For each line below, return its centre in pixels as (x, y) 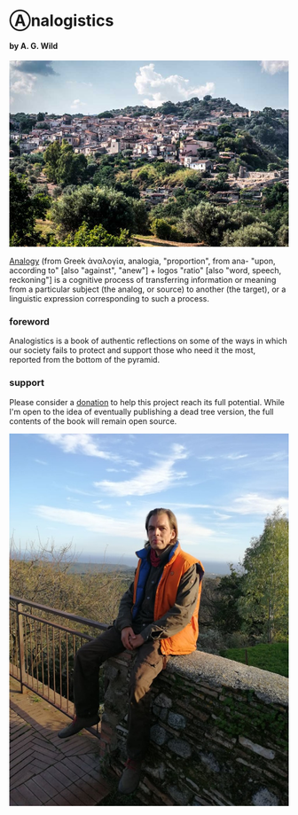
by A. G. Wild (34, 45)
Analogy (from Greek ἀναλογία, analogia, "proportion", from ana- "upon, (143, 261)
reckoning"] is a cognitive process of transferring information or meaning (143, 280)
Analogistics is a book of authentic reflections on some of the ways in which (149, 341)
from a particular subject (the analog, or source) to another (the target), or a (148, 289)
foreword (30, 322)
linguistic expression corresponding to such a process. (110, 299)
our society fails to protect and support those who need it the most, (133, 350)
